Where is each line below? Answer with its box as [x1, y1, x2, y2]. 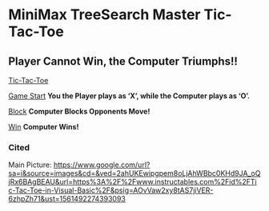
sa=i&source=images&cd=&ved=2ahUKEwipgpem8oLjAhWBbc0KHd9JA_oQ [8, 169, 261, 178]
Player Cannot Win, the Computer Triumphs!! [8, 54, 239, 68]
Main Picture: [8, 160, 52, 169]
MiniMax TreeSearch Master [8, 6, 201, 24]
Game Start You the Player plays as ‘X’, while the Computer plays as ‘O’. [8, 91, 251, 101]
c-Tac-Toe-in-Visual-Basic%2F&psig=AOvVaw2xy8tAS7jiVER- [8, 185, 214, 195]
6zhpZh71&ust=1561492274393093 [8, 194, 126, 204]
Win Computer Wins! [8, 122, 79, 131]
